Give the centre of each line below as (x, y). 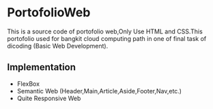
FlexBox (28, 84)
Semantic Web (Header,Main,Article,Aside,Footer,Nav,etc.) (99, 91)
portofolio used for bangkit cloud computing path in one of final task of (107, 38)
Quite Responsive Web (49, 98)
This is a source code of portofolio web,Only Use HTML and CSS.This (105, 31)
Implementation (42, 67)
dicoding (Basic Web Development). (58, 46)
